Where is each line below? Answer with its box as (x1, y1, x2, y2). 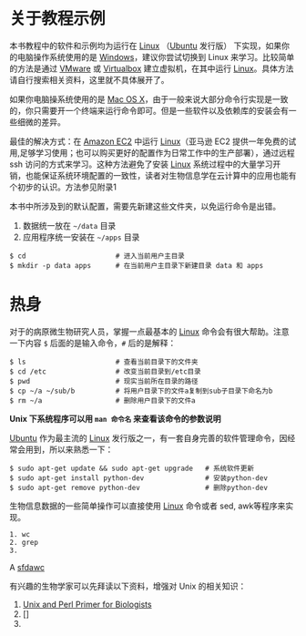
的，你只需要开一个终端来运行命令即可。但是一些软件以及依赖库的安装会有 (9, 105, 289, 116)
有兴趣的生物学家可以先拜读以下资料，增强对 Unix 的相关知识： (9, 580, 247, 591)
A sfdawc (9, 561, 46, 572)
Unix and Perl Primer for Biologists (22, 599, 152, 610)
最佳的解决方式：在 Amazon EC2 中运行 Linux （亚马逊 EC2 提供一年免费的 (9, 136, 289, 147)
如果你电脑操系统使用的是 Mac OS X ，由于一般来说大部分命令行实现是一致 (9, 93, 289, 105)
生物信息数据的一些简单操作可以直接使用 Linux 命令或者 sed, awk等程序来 (9, 500, 286, 511)
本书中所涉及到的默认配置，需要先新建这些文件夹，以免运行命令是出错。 (9, 200, 280, 211)
